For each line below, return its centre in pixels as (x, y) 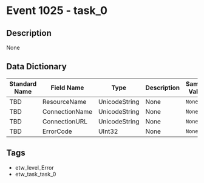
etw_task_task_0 (36, 174)
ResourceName (64, 102)
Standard (23, 84)
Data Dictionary (36, 67)
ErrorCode (57, 131)
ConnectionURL (65, 121)
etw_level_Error (34, 167)
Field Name (67, 88)
